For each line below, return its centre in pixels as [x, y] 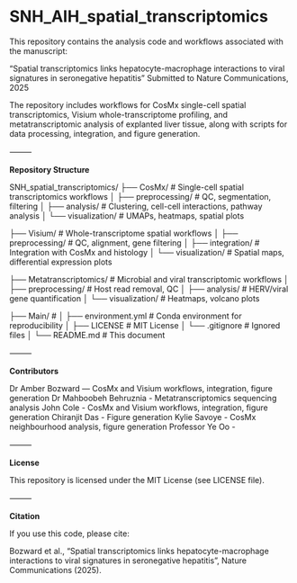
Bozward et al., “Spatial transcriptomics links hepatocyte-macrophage [139, 551]
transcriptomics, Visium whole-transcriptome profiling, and [118, 114]
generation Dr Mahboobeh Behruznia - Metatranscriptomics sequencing [143, 398]
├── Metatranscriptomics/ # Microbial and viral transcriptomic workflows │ [149, 279]
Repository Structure [49, 169]
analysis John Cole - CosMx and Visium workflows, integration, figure [139, 408]
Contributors [34, 371]
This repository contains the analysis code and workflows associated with [146, 41]
